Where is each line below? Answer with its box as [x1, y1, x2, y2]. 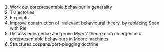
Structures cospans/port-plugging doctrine [9, 41, 99, 47]
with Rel [9, 25, 26, 31]
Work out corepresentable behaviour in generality [9, 4, 112, 10]
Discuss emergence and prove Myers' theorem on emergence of [9, 31, 143, 36]
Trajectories [9, 9, 35, 15]
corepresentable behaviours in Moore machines [9, 36, 109, 42]
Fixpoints [9, 15, 29, 20]
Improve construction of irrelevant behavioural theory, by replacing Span [9, 20, 160, 26]
